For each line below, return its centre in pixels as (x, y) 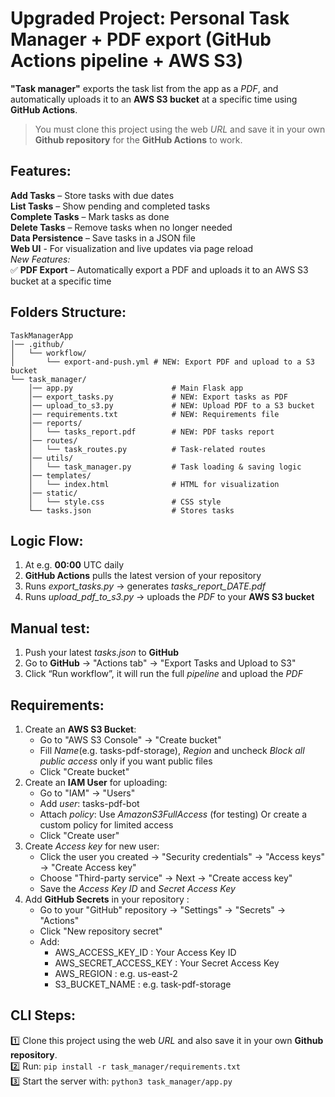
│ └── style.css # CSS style (125, 502)
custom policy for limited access (106, 825)
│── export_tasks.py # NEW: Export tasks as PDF (158, 397)
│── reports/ (55, 423)
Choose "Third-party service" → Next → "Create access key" (166, 878)
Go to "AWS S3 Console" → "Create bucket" (130, 740)
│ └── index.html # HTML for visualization (154, 484)
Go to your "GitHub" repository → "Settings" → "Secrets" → (163, 910)
